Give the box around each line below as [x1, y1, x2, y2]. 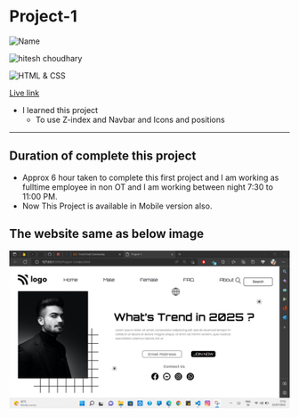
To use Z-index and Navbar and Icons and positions [35, 114, 225, 125]
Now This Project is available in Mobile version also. [21, 200, 213, 211]
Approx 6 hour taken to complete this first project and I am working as [21, 172, 279, 183]
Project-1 [9, 6, 77, 27]
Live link [9, 87, 40, 98]
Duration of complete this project [9, 149, 197, 164]
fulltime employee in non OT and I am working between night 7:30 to [21, 181, 274, 192]
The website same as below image [9, 226, 205, 241]
